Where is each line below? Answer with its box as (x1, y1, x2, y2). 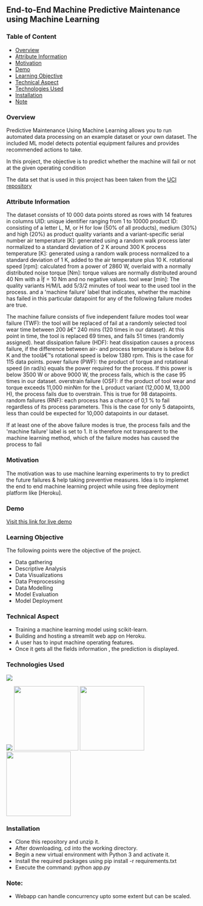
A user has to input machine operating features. (15, 639, 135, 646)
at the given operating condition (6, 164, 86, 172)
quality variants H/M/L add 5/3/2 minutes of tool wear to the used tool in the (6, 282, 196, 290)
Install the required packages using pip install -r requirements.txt (15, 858, 177, 865)
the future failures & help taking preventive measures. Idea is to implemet (6, 476, 189, 484)
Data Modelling (15, 584, 53, 591)
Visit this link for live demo (6, 518, 72, 525)
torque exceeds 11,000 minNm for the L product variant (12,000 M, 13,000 (6, 384, 190, 391)
